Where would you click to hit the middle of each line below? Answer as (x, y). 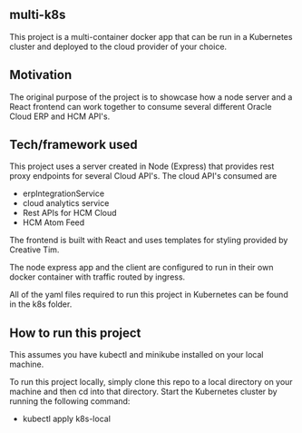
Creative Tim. (34, 250)
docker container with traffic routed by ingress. (97, 277)
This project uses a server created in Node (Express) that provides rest (142, 166)
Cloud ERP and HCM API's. (60, 116)
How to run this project (75, 333)
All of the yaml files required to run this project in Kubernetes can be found (149, 295)
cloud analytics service (66, 203)
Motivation (41, 75)
